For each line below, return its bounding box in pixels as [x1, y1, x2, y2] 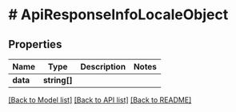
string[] [42, 74, 73, 86]
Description [79, 62, 126, 72]
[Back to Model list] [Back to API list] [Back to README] [8, 95, 192, 105]
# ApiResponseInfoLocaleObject [8, 6, 229, 24]
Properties [8, 38, 62, 51]
